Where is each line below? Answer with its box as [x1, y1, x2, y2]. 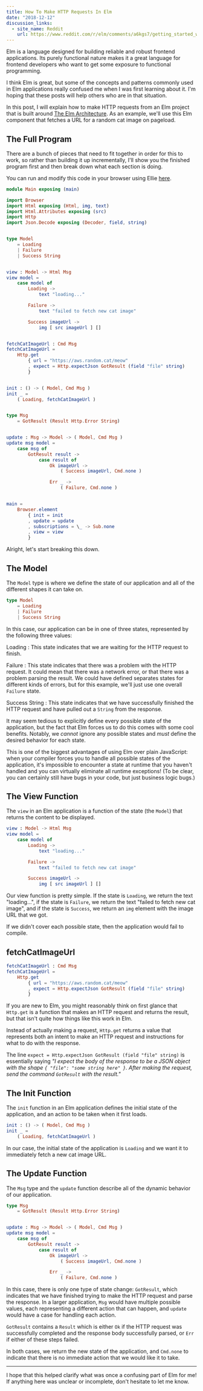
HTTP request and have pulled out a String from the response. [6, 705, 163, 713]
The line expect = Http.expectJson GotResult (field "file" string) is [6, 1051, 185, 1059]
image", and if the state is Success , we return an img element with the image [6, 905, 194, 912]
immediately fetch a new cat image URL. [6, 1151, 107, 1158]
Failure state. [6, 687, 41, 695]
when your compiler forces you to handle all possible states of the [6, 754, 171, 762]
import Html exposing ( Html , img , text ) [6, 203, 110, 209]
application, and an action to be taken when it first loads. [6, 1111, 147, 1118]
